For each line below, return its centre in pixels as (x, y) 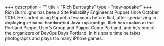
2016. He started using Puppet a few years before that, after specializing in (81, 17)
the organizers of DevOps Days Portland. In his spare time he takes (73, 33)
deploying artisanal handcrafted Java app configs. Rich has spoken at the (79, 23)
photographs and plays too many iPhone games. (54, 38)
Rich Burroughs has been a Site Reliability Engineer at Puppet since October (82, 12)
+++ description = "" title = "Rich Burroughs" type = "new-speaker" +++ (79, 7)
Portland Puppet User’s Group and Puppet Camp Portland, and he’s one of (80, 28)
